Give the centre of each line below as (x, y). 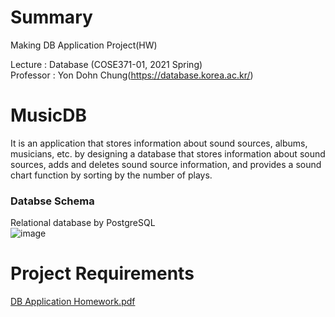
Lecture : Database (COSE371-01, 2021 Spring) (106, 64)
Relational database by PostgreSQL (83, 223)
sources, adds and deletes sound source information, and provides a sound (166, 164)
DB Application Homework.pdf (73, 302)
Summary (51, 17)
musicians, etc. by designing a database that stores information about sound (168, 153)
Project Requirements (102, 273)
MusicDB (49, 115)
